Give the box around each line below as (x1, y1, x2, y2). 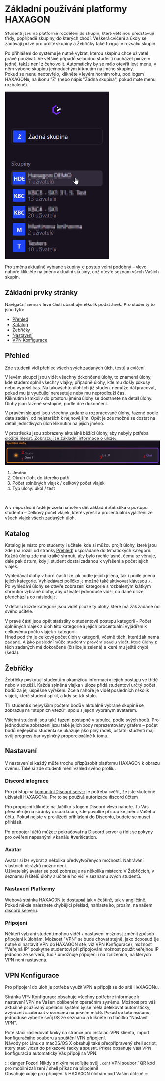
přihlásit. (5, 819, 23, 825)
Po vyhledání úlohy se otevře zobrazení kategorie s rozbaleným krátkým (5, 583, 151, 589)
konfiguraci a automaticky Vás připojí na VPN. (5, 1050, 98, 1056)
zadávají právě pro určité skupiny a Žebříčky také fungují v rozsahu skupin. (5, 40, 157, 46)
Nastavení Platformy (5, 885, 55, 892)
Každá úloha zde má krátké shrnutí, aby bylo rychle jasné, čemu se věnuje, (5, 553, 156, 559)
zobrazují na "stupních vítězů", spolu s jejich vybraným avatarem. (5, 707, 137, 713)
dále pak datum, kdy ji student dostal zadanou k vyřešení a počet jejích (5, 558, 149, 564)
